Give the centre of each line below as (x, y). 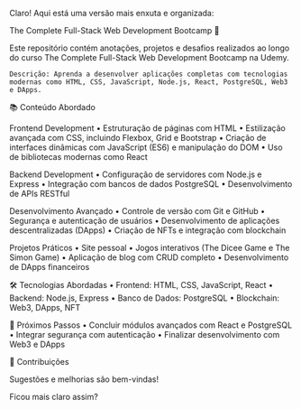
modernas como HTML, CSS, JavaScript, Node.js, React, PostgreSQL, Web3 (149, 82)
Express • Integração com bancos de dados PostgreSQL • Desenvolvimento (151, 184)
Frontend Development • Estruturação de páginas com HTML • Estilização (147, 128)
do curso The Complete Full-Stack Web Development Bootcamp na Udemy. (150, 57)
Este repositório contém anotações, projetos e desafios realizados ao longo (150, 48)
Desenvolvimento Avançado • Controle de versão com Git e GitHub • (137, 211)
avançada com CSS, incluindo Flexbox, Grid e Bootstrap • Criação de (138, 138)
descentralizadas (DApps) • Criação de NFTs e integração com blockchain (148, 230)
